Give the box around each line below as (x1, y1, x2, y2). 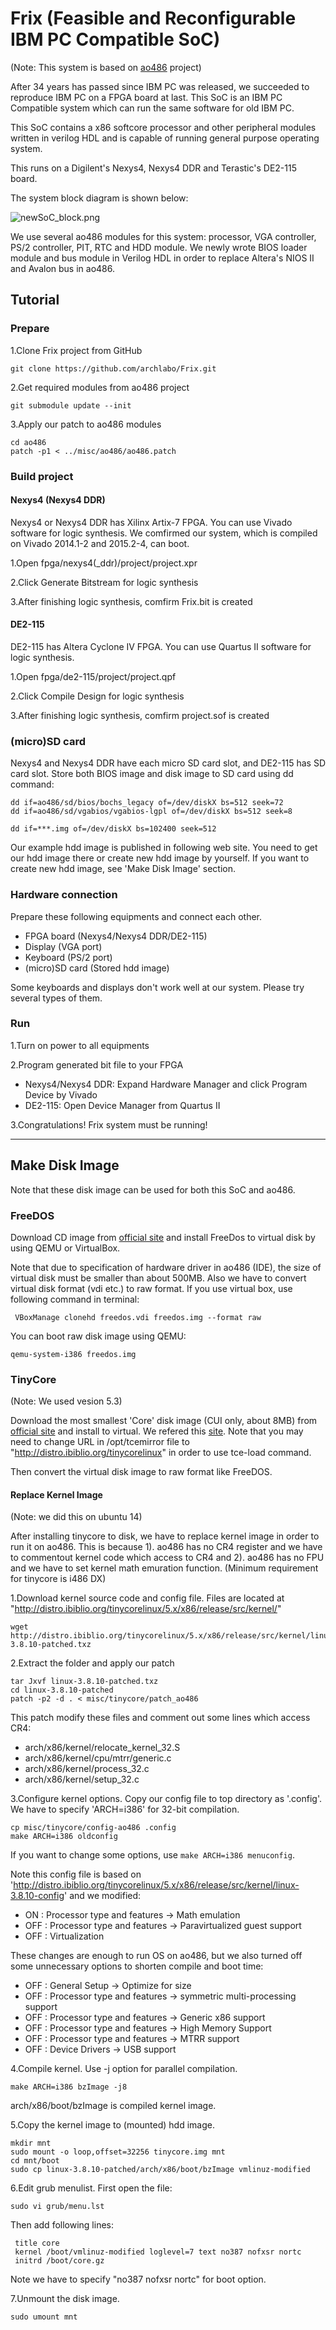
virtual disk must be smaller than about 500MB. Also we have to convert (10, 1272, 307, 1284)
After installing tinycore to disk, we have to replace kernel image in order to (10, 1530, 320, 1542)
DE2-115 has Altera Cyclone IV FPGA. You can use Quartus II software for (10, 640, 312, 652)
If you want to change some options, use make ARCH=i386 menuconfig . (10, 1849, 295, 1861)
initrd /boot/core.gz (14, 2256, 105, 2266)
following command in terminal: (10, 1293, 140, 1305)
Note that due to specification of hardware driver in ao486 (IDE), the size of (10, 1261, 322, 1273)
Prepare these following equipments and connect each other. (10, 910, 263, 922)
